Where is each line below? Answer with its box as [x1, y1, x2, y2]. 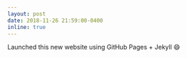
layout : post [7, 10, 46, 18]
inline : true [7, 23, 46, 30]
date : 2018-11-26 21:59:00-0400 [7, 17, 103, 24]
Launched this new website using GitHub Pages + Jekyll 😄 [7, 43, 181, 52]
